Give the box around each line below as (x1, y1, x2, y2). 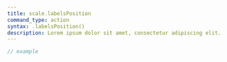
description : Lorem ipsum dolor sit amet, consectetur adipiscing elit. (7, 29, 221, 37)
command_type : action (7, 17, 70, 23)
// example (7, 48, 39, 55)
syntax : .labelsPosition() (7, 23, 85, 30)
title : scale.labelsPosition (7, 10, 91, 17)
